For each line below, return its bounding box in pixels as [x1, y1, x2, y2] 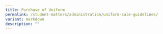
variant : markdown [5, 16, 44, 21]
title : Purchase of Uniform [5, 7, 65, 12]
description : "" [5, 21, 40, 26]
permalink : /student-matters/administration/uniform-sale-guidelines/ [5, 12, 158, 17]
